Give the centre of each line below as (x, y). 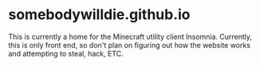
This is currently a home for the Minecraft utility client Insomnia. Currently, (130, 37)
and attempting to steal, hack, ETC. (66, 53)
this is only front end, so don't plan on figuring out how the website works (130, 45)
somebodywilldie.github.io (99, 15)
